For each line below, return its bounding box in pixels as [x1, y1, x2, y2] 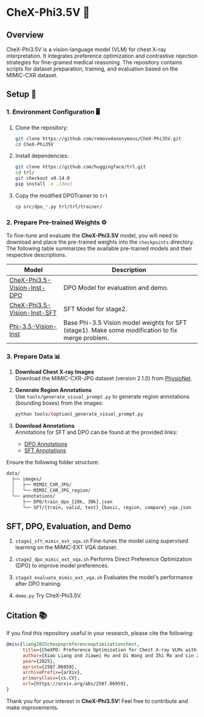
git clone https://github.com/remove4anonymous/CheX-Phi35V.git [15, 136, 182, 142]
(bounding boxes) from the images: [15, 399, 104, 407]
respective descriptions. [6, 252, 67, 259]
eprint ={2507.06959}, [22, 664, 78, 670]
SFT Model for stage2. [63, 305, 127, 314]
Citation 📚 [6, 610, 47, 620]
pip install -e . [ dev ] [15, 181, 73, 187]
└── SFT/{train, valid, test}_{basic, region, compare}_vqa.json [22, 504, 191, 510]
